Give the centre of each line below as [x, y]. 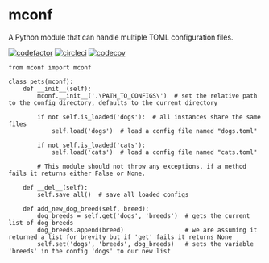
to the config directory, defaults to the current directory [113, 102]
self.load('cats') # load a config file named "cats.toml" [154, 152]
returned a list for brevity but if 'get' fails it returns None [120, 237]
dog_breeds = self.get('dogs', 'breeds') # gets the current [144, 215]
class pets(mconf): [41, 81]
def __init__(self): [57, 89]
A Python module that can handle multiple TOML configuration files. [121, 37]
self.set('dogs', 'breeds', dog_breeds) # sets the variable [145, 244]
